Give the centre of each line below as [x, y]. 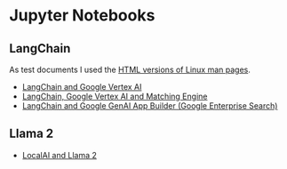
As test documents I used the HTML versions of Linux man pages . [130, 69]
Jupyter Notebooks [82, 16]
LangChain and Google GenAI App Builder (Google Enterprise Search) [150, 106]
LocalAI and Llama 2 [60, 155]
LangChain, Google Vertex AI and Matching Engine [115, 96]
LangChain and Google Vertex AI [82, 87]
